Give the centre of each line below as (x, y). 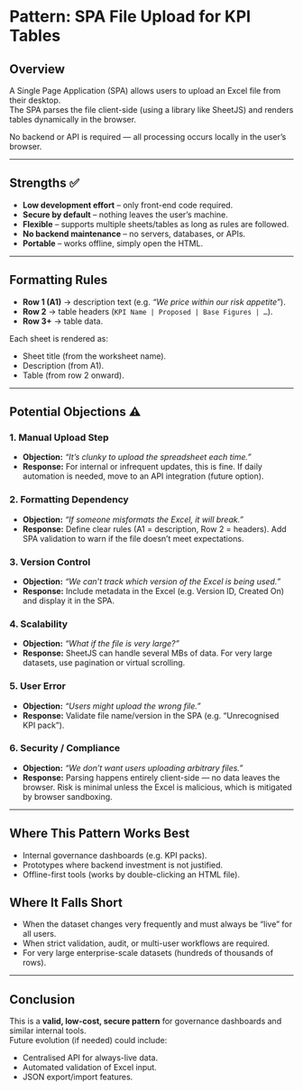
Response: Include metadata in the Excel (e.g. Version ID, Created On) (153, 591)
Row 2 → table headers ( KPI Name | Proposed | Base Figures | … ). (147, 311)
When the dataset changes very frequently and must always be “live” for (157, 924)
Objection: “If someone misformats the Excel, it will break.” (133, 519)
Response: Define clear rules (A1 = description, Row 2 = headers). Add (154, 528)
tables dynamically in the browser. (73, 119)
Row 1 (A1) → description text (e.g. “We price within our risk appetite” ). (154, 302)
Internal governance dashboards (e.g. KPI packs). (115, 855)
